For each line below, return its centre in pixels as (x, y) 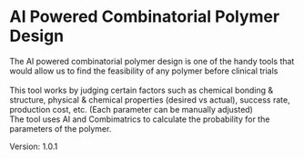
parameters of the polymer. (61, 128)
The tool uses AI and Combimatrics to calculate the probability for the (140, 119)
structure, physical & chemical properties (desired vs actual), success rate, (150, 99)
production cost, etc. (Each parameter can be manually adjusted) (131, 109)
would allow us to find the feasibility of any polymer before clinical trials (144, 71)
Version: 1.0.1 (34, 146)
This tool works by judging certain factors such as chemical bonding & (142, 90)
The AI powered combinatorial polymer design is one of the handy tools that (152, 61)
